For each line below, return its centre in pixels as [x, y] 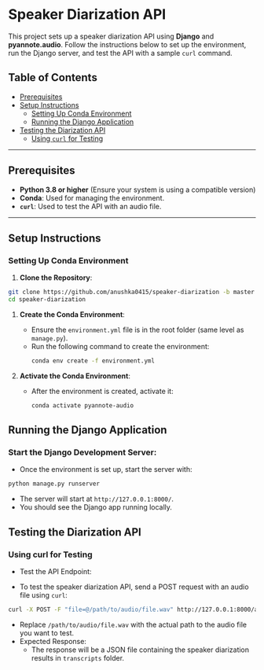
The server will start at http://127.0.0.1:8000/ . [97, 499]
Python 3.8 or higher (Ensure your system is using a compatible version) [137, 190]
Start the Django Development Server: [82, 452]
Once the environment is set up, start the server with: [106, 469]
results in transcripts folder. [77, 657]
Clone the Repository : [56, 278]
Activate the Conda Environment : [75, 376]
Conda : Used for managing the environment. [92, 197]
